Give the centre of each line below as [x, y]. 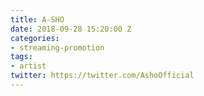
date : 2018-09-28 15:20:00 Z [71, 29]
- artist [28, 66]
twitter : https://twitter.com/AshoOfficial [102, 76]
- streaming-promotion [57, 47]
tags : [21, 57]
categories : [35, 38]
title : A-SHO [37, 19]
